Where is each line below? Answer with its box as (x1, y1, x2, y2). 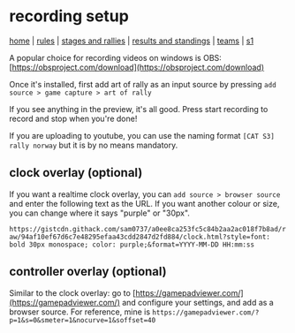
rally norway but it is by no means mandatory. (9, 140, 178, 150)
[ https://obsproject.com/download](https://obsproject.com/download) (9, 62, 265, 72)
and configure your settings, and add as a (122, 297, 274, 307)
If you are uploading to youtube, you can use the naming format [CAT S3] (9, 130, 276, 140)
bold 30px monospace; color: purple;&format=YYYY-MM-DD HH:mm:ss (9, 240, 254, 249)
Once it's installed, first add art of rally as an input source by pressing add (9, 79, 276, 89)
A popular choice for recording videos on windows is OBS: (9, 52, 223, 63)
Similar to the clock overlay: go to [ (9, 287, 136, 298)
